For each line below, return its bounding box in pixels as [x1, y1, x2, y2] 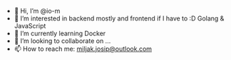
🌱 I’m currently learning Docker [14, 29, 106, 37]
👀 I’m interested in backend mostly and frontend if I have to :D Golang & [14, 14, 225, 23]
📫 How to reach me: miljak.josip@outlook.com [14, 44, 152, 53]
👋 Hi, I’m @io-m [14, 7, 61, 15]
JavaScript [14, 22, 46, 30]
